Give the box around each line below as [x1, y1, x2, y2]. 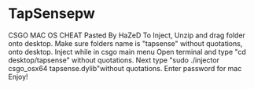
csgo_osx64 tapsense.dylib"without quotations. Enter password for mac [8, 63, 242, 73]
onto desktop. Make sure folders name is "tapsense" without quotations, [8, 38, 243, 48]
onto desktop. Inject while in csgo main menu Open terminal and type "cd [8, 47, 246, 56]
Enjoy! [8, 72, 29, 81]
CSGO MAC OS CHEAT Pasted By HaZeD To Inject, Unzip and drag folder [8, 30, 246, 40]
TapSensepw [8, 5, 96, 23]
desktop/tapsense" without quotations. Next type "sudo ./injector [8, 55, 220, 65]
